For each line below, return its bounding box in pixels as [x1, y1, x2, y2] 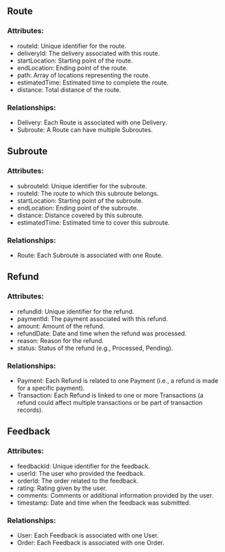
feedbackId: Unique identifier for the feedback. [16, 462, 150, 470]
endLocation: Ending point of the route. [16, 63, 128, 71]
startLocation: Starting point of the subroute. [16, 196, 143, 205]
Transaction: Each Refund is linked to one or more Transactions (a [16, 391, 204, 399]
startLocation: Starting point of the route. [16, 56, 133, 65]
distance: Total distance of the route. [16, 85, 121, 93]
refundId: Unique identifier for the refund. [16, 307, 134, 316]
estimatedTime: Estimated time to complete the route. [16, 78, 169, 87]
